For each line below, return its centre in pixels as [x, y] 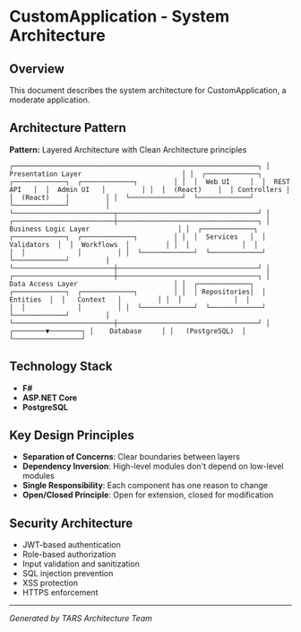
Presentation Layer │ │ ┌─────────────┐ [136, 174]
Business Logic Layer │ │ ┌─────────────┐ [133, 229]
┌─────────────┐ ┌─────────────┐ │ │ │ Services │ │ [138, 237]
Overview [37, 69]
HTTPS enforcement [60, 592]
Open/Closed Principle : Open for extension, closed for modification [148, 495]
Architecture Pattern [68, 128]
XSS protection [50, 583]
